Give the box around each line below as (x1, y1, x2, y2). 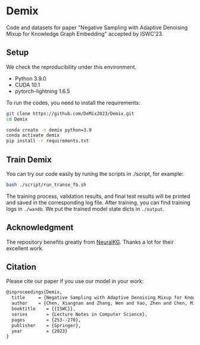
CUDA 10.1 (14, 81, 40, 88)
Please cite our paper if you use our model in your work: (6, 278, 144, 285)
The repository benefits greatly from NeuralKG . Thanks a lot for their (6, 238, 174, 245)
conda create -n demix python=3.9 (6, 127, 92, 133)
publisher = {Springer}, (11, 322, 82, 328)
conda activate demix (6, 132, 60, 138)
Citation (6, 262, 37, 272)
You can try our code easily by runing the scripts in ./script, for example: (6, 170, 183, 177)
